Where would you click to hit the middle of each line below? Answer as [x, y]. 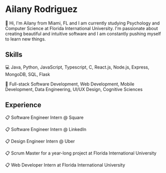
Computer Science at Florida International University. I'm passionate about [82, 28]
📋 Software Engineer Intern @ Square [44, 117]
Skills [14, 55]
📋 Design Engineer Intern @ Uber [40, 141]
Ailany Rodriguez [42, 9]
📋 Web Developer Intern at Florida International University [65, 165]
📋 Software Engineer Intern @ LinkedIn [46, 129]
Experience [23, 105]
